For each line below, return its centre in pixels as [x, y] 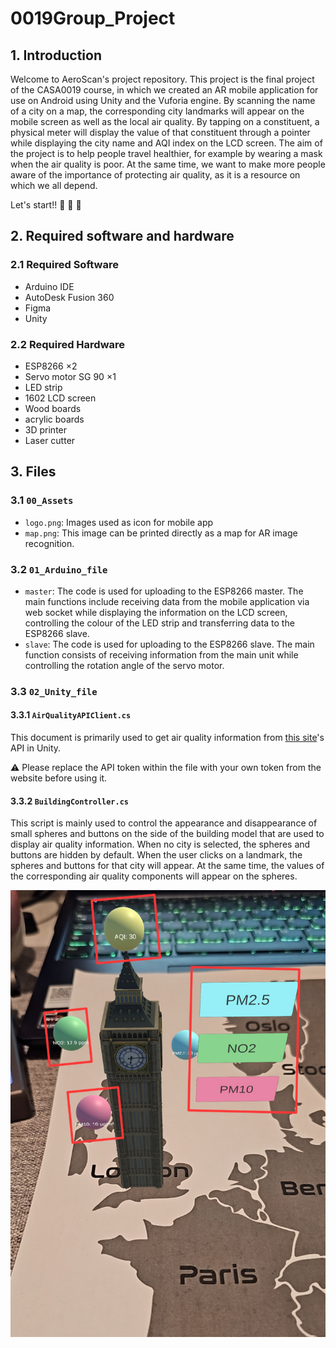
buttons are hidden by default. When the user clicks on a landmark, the [156, 855]
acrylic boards [54, 419]
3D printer [46, 429]
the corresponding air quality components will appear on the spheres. [154, 876]
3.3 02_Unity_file [54, 691]
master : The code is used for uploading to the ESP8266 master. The [164, 591]
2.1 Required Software [64, 265]
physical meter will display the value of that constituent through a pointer [160, 132]
